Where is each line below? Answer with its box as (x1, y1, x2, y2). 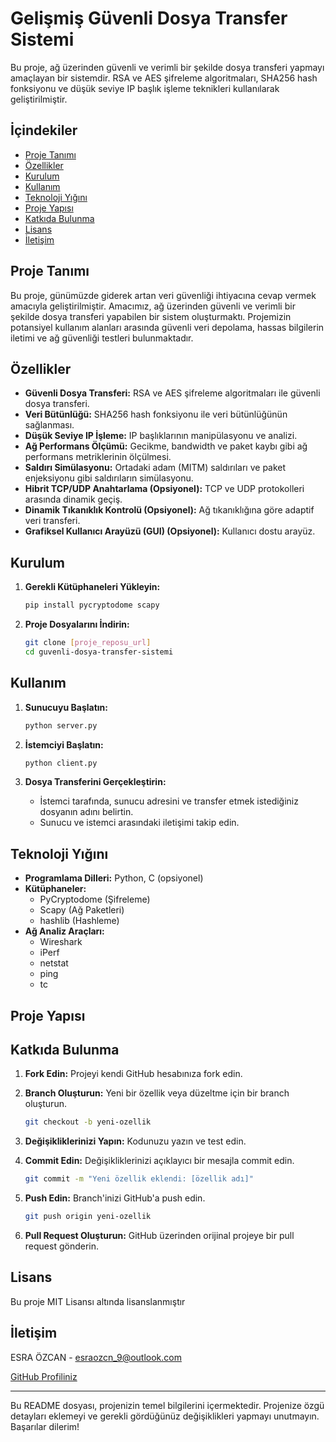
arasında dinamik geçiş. (24, 493, 123, 506)
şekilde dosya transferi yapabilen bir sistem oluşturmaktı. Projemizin (10, 310, 292, 322)
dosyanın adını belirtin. (39, 806, 134, 818)
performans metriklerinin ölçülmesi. (24, 451, 172, 463)
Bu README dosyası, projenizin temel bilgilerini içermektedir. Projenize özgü (10, 1399, 325, 1411)
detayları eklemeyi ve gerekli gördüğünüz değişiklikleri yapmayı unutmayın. (10, 1410, 320, 1422)
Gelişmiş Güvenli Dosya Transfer (10, 7, 288, 30)
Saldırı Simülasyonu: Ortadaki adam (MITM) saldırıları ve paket (24, 462, 287, 474)
